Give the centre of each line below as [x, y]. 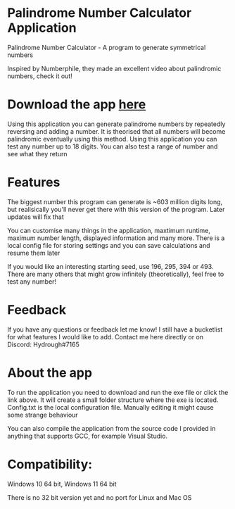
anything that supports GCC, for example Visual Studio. [87, 436]
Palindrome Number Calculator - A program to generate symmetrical [107, 47]
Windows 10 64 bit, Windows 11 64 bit [62, 484]
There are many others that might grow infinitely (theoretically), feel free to [116, 274]
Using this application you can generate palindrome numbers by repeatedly [116, 124]
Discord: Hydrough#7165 [43, 344]
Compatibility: [50, 464]
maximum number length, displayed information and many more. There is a [116, 238]
